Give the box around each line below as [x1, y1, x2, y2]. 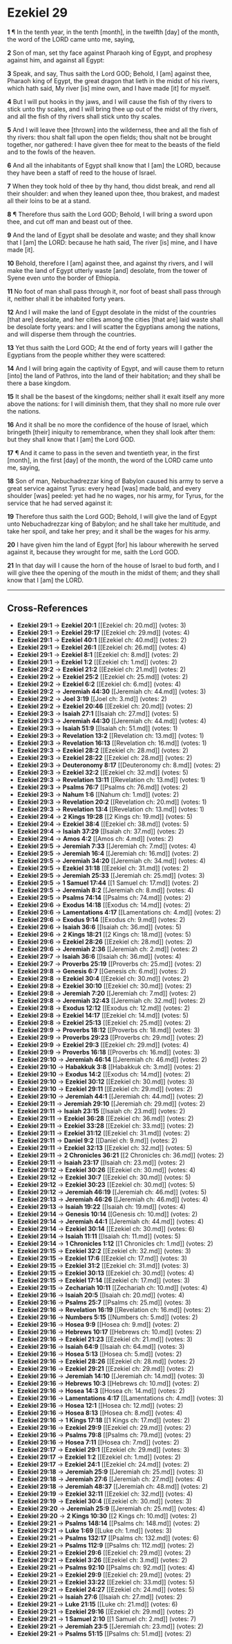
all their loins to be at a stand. [7, 196, 91, 205]
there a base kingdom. [7, 379, 71, 387]
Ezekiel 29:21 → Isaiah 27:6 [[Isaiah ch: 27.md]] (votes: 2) [17, 1592, 183, 1601]
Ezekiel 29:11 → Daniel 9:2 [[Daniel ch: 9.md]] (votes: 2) [17, 1136, 178, 1144]
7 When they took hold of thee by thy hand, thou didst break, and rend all [7, 182, 215, 190]
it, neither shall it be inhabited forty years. [7, 294, 126, 303]
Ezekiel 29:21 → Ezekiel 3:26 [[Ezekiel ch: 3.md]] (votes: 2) [17, 1555, 188, 1564]
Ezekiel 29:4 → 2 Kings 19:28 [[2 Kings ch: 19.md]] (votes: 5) [17, 812, 193, 820]
